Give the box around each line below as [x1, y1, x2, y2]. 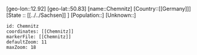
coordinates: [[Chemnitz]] [6, 28, 74, 34]
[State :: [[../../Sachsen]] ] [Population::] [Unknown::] [6, 11, 137, 19]
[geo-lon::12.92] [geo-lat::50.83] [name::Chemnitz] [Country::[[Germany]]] [6, 5, 192, 12]
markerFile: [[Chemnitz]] [6, 34, 71, 40]
